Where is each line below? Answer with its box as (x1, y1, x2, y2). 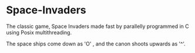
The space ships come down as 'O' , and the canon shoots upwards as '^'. (6, 40, 186, 47)
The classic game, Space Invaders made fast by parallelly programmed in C (6, 23, 189, 30)
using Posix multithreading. (6, 29, 72, 36)
